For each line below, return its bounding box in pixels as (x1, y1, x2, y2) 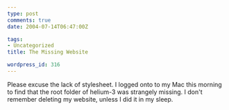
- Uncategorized (7, 42, 54, 49)
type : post (7, 10, 39, 17)
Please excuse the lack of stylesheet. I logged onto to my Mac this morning (7, 80, 222, 88)
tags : (7, 36, 23, 42)
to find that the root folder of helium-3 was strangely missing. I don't (7, 88, 203, 96)
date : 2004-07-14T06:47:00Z (7, 23, 89, 30)
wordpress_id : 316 (7, 61, 60, 68)
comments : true (7, 17, 51, 24)
